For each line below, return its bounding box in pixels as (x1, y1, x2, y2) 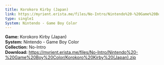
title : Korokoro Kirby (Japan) (5, 7, 69, 12)
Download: (5, 49, 28, 55)
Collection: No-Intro (5, 44, 46, 50)
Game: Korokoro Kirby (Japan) (5, 34, 67, 40)
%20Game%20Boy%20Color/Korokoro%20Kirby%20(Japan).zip (5, 54, 136, 61)
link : (5, 12, 16, 16)
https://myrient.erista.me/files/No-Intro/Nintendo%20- (28, 49, 138, 55)
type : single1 (5, 16, 34, 21)
